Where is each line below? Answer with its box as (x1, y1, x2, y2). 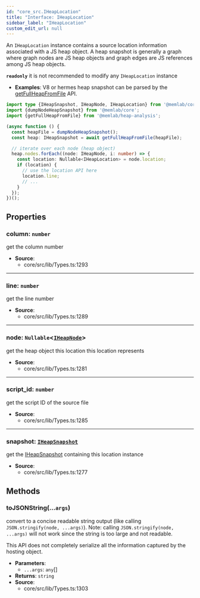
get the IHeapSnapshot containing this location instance (6, 451, 144, 458)
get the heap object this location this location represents (6, 347, 145, 354)
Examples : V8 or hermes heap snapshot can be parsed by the (14, 84, 168, 91)
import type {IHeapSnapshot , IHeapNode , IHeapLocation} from (6, 102, 161, 108)
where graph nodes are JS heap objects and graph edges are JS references (6, 54, 193, 61)
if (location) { (17, 162, 58, 168)
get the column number (6, 243, 64, 250)
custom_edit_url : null (6, 25, 62, 32)
